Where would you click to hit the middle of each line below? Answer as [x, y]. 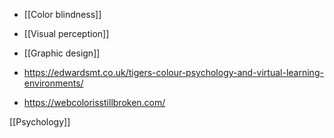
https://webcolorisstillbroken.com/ [94, 102]
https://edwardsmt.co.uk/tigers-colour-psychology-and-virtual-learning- [173, 72]
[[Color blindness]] [62, 14]
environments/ [53, 83]
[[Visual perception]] [66, 33]
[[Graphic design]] [62, 53]
